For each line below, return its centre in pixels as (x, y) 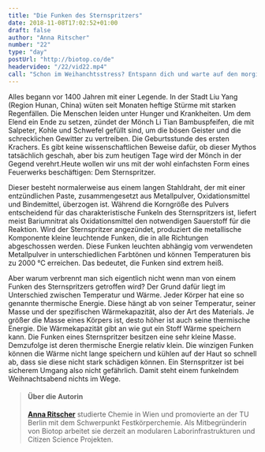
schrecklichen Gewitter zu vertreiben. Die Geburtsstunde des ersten (119, 138)
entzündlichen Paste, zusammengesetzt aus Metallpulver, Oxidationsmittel (129, 196)
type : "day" (28, 52)
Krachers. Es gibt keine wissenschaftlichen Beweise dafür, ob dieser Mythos (132, 147)
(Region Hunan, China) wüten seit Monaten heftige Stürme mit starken (122, 105)
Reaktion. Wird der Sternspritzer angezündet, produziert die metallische (125, 229)
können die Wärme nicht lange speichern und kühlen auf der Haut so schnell (132, 353)
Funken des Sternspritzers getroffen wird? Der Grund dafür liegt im (117, 286)
